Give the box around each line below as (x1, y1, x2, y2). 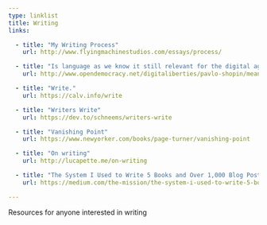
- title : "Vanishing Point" (15, 128, 109, 136)
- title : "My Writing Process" (15, 41, 119, 48)
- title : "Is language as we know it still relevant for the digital (15, 63, 250, 71)
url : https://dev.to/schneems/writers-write (22, 113, 172, 122)
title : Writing (8, 19, 59, 27)
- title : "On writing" (15, 149, 91, 157)
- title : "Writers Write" (15, 106, 102, 114)
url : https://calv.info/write (22, 91, 123, 99)
